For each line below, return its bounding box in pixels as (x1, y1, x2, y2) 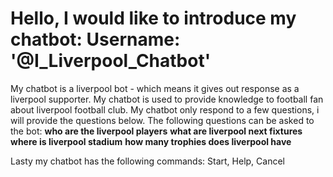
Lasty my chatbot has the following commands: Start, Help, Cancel (10, 155, 285, 167)
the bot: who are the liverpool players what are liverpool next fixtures (10, 125, 303, 137)
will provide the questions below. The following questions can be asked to (10, 114, 315, 126)
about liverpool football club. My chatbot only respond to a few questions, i (10, 103, 320, 116)
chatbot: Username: (10, 28, 181, 51)
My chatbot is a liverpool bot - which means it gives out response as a (10, 82, 300, 94)
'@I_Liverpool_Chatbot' (10, 50, 212, 72)
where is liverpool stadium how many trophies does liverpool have (10, 135, 292, 147)
